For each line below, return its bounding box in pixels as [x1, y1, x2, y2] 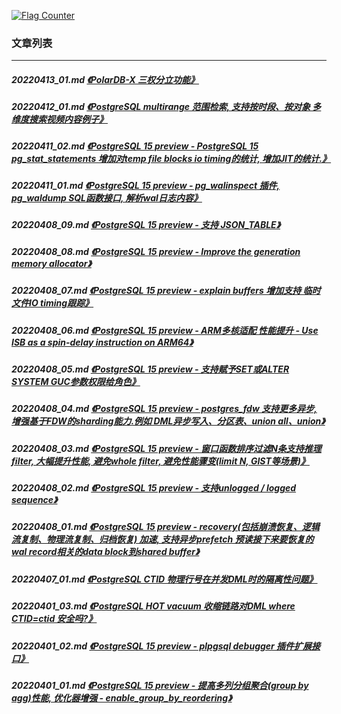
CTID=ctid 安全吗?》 [11, 613, 98, 625]
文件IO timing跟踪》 [11, 297, 94, 309]
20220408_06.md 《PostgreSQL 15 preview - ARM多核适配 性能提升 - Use [11, 324, 319, 336]
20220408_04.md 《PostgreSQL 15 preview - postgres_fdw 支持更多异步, [11, 403, 318, 415]
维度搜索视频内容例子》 [11, 113, 108, 125]
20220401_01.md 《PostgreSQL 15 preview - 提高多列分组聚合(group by [11, 679, 309, 691]
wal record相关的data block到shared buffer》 [11, 546, 200, 558]
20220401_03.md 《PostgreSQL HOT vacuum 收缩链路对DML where [11, 600, 296, 612]
